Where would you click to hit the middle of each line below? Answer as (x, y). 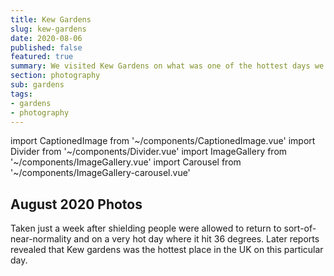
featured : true (42, 57)
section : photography (55, 76)
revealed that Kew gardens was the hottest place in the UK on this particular (167, 250)
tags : (21, 94)
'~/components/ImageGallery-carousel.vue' (100, 173)
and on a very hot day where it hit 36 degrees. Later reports (196, 239)
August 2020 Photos (76, 204)
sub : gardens (37, 85)
